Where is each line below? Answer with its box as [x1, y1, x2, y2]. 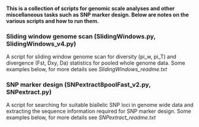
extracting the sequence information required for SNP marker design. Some [6, 107, 191, 115]
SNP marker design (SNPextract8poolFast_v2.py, [6, 80, 151, 88]
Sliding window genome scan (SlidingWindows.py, [6, 32, 156, 40]
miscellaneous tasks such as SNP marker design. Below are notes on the [6, 11, 189, 18]
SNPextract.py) [6, 88, 52, 96]
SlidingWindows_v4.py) [6, 39, 76, 47]
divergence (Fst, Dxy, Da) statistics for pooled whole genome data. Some [6, 59, 185, 66]
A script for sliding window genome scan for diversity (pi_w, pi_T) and [6, 53, 176, 60]
